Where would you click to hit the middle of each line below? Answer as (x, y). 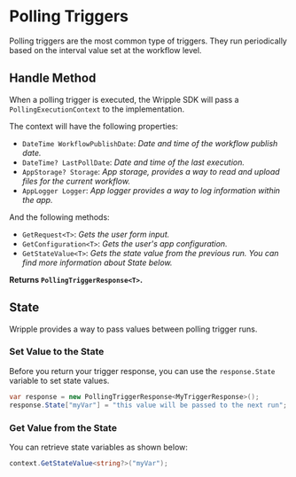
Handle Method (53, 78)
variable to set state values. (59, 380)
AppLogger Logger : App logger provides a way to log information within (151, 190)
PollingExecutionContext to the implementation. (97, 109)
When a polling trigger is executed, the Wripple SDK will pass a (124, 99)
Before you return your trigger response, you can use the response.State (142, 371)
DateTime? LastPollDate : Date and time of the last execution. (133, 162)
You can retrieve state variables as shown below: (99, 447)
